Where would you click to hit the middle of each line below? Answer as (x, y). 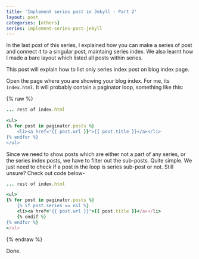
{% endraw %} (24, 239)
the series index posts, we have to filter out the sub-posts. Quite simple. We (99, 160)
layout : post (22, 17)
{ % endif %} (32, 217)
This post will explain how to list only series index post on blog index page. (98, 70)
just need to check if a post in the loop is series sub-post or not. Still (90, 167)
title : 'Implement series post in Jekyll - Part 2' (71, 12)
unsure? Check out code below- (46, 173)
